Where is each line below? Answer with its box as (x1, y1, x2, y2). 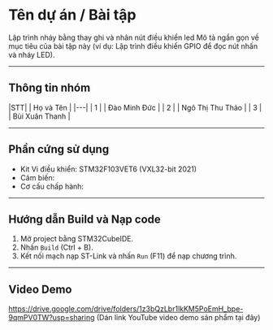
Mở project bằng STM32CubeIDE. (19, 234, 134, 244)
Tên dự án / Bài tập (8, 6, 136, 24)
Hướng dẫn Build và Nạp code (8, 212, 161, 226)
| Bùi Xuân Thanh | (8, 111, 71, 121)
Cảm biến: (19, 172, 55, 182)
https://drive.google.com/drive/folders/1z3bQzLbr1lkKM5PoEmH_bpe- (8, 304, 244, 314)
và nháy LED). (8, 50, 55, 59)
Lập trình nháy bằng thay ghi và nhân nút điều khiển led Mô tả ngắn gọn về (8, 33, 260, 42)
